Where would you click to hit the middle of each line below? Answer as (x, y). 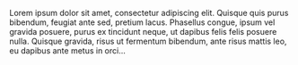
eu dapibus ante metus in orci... (67, 51)
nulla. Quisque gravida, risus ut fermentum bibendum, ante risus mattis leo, (148, 41)
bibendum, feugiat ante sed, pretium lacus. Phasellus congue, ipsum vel (142, 22)
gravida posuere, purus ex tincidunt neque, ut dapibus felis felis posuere (143, 32)
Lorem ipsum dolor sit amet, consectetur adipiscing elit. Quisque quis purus (149, 13)
